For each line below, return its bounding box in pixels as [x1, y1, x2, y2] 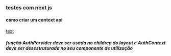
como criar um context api [6, 17, 63, 23]
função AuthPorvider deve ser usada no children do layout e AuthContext [6, 40, 166, 46]
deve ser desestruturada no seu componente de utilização [6, 45, 133, 51]
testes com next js [6, 4, 53, 11]
